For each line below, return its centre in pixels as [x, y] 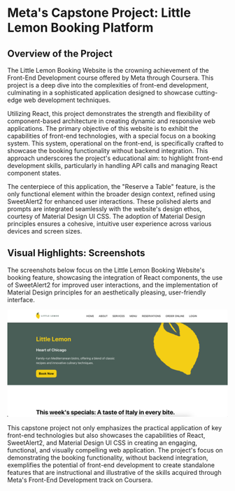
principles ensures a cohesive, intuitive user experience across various [109, 224]
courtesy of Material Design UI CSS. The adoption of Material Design [106, 216]
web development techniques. [67, 100]
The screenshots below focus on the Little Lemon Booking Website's [106, 270]
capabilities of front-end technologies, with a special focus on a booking [112, 136]
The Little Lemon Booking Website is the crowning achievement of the [108, 70]
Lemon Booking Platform [80, 28]
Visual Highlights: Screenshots [76, 253]
